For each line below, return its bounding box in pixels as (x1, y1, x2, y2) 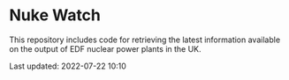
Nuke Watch (9, 5, 102, 25)
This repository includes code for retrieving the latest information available (9, 34, 281, 45)
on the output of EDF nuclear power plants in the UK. (9, 43, 202, 54)
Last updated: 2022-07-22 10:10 (9, 61, 126, 71)
